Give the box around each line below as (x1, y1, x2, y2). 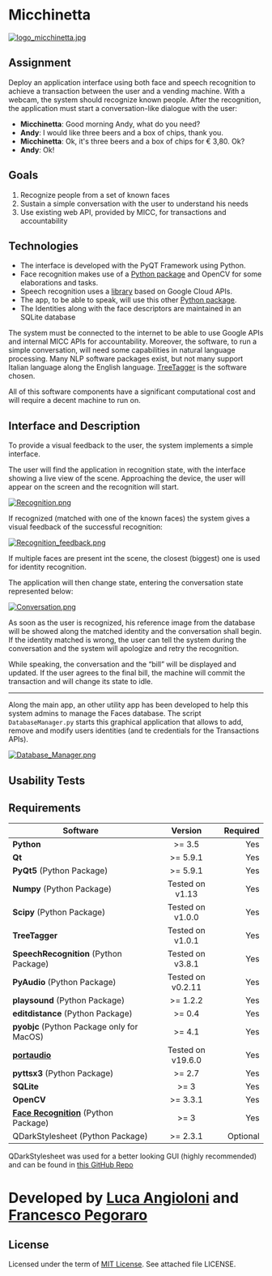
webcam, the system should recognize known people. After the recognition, (8, 95, 261, 105)
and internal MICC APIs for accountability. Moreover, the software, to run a (8, 336, 257, 346)
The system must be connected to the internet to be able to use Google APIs (8, 328, 264, 338)
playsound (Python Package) (12, 995, 125, 1006)
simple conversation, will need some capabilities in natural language (8, 345, 236, 355)
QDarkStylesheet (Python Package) (12, 1131, 148, 1142)
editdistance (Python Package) (12, 1008, 133, 1019)
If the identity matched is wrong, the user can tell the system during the (8, 635, 247, 645)
